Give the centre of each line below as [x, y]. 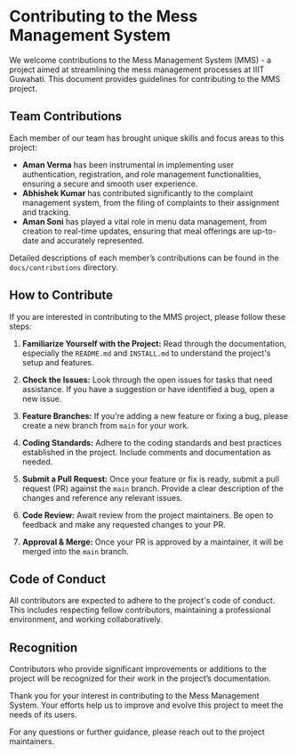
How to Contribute [61, 295]
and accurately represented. [92, 240]
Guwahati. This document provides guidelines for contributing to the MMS [145, 78]
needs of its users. [43, 715]
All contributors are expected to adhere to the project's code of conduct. [142, 601]
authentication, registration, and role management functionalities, [142, 174]
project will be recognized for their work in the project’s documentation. [140, 678]
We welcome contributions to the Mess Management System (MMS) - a [140, 60]
